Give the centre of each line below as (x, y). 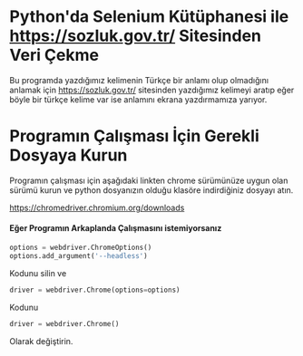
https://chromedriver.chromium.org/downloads (97, 207)
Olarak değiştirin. (41, 341)
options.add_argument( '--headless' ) (78, 255)
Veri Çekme (54, 55)
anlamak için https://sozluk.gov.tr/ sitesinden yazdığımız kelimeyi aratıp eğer (152, 90)
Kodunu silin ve (38, 273)
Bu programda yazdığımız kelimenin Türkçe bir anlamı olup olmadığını (139, 80)
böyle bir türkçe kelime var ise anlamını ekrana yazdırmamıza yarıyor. (138, 99)
